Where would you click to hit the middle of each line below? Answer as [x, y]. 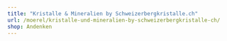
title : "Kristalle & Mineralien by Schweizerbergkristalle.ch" [103, 14]
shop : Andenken [30, 26]
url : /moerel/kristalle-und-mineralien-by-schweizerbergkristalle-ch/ [114, 20]
